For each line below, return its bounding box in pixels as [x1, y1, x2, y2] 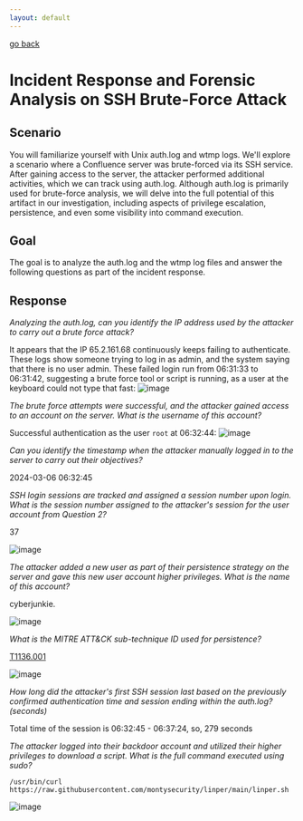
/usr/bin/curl [9, 778, 63, 787]
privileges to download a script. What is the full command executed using [9, 750, 285, 761]
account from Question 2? [9, 509, 107, 520]
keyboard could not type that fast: [9, 382, 136, 394]
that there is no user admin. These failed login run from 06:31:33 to [9, 363, 259, 374]
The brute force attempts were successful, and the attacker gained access [9, 401, 289, 411]
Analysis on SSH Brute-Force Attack [9, 89, 288, 110]
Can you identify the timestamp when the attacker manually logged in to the [9, 445, 294, 456]
